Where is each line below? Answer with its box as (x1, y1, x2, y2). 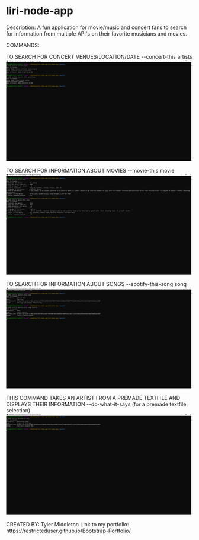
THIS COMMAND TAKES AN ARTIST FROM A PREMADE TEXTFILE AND (6, 394, 181, 401)
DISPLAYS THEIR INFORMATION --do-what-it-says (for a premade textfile (6, 401, 187, 408)
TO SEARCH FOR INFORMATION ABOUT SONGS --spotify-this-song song (6, 281, 187, 288)
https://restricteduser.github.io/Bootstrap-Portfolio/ (6, 527, 131, 534)
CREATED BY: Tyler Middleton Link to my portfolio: (6, 520, 129, 528)
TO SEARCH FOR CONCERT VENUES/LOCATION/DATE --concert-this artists (6, 53, 192, 60)
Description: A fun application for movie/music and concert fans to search (6, 24, 187, 31)
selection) (6, 406, 31, 414)
